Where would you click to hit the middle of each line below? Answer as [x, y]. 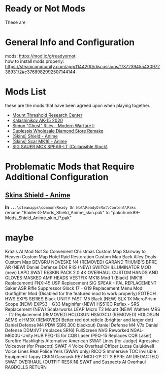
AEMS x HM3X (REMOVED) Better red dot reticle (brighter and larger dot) [79, 320]
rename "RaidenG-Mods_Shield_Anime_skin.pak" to [57, 212]
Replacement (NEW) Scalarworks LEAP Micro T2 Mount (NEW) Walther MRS [83, 309]
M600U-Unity [19, 335]
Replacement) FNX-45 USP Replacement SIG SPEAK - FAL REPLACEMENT [81, 283]
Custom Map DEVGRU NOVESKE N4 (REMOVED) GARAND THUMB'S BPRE [81, 262]
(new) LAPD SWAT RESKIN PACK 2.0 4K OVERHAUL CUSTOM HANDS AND [82, 272]
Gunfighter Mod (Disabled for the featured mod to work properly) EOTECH [81, 293]
